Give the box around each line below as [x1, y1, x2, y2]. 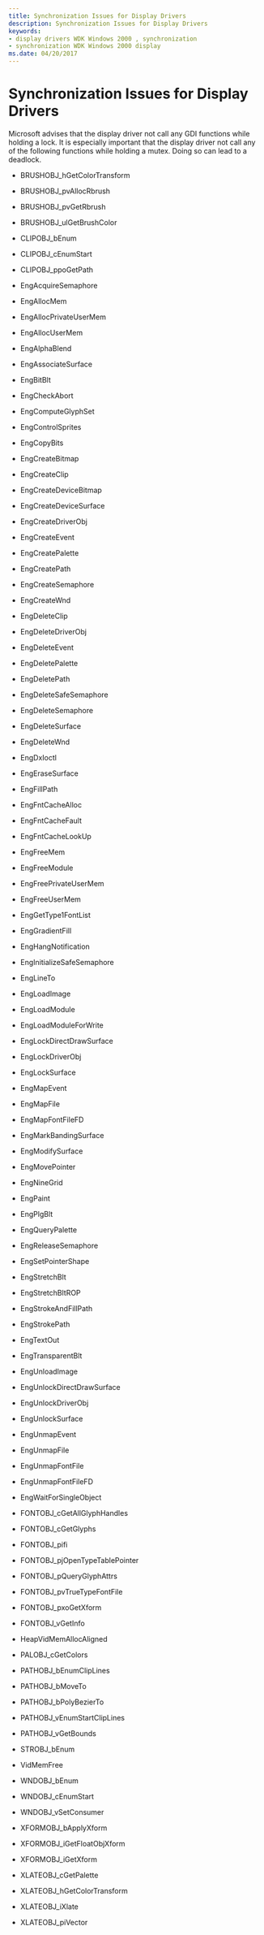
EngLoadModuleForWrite [19, 1020, 104, 1030]
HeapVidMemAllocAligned [19, 1634, 108, 1643]
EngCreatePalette [19, 548, 79, 557]
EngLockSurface [19, 1067, 76, 1077]
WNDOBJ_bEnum [19, 1776, 79, 1786]
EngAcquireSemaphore [19, 280, 98, 290]
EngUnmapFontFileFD [19, 1476, 93, 1487]
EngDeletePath [19, 673, 70, 683]
